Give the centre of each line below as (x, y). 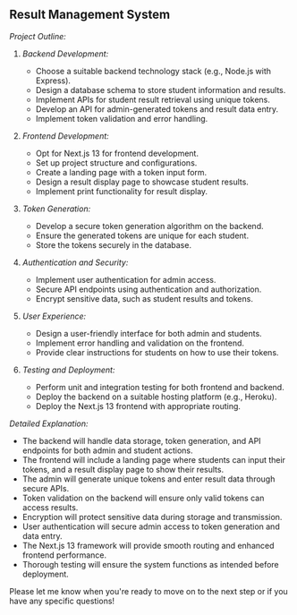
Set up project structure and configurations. (116, 162)
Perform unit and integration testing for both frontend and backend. (160, 387)
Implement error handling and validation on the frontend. (140, 343)
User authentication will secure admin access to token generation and (151, 526)
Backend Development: (65, 54)
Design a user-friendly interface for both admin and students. (148, 333)
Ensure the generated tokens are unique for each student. (142, 235)
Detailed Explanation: (49, 423)
